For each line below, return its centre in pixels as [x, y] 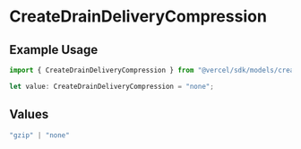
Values [29, 114]
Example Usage [54, 50]
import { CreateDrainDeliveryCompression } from [102, 70]
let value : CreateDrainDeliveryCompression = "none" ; [112, 86]
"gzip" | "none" [39, 135]
